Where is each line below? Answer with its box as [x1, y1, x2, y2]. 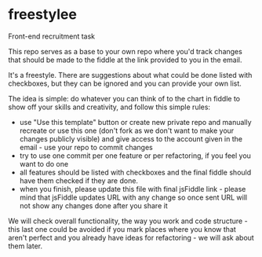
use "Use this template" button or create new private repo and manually [19, 117, 253, 127]
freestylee [8, 6, 77, 24]
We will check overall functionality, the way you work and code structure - [8, 216, 249, 226]
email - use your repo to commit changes [19, 142, 153, 152]
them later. [8, 241, 43, 251]
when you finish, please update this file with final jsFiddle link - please [19, 184, 246, 193]
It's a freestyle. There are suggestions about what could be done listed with [8, 70, 253, 79]
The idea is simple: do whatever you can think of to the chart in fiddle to [8, 94, 241, 103]
